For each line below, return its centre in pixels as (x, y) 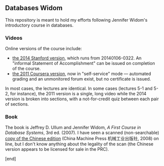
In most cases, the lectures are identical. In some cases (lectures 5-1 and (79, 88)
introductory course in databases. (39, 25)
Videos (14, 38)
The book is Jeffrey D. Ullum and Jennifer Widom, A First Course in (73, 128)
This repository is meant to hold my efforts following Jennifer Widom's (76, 20)
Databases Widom (34, 8)
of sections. (17, 104)
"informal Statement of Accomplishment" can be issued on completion (84, 63)
